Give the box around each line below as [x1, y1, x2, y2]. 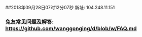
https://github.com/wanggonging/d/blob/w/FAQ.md [5, 25, 137, 32]
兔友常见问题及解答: [5, 18, 54, 25]
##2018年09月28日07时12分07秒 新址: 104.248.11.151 [5, 5, 115, 10]
